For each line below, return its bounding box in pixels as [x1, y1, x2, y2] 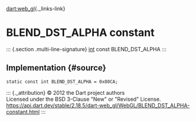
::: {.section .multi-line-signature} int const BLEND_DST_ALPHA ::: [6, 45, 167, 52]
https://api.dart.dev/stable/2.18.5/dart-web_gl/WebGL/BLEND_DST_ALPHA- [6, 101, 190, 109]
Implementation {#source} [6, 63, 107, 73]
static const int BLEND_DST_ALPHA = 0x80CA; [6, 79, 118, 85]
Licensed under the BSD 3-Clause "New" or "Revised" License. [6, 95, 162, 103]
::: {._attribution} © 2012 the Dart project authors [6, 89, 125, 96]
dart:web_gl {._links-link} [6, 5, 65, 12]
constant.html [6, 108, 40, 115]
